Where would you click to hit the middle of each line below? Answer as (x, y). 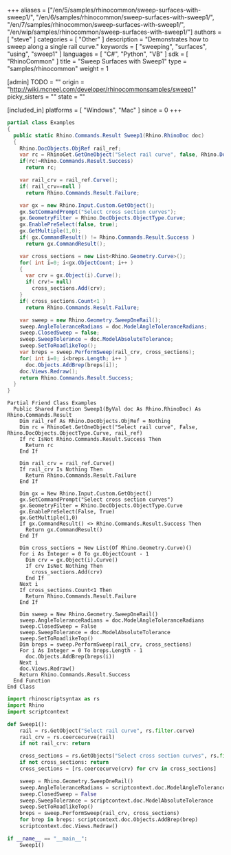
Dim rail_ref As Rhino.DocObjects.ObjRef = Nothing (95, 421)
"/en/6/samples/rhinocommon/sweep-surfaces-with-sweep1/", (125, 17)
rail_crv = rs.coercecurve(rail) (67, 737)
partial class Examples (41, 123)
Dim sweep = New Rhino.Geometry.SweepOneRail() (89, 615)
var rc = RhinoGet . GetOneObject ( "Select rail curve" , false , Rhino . (120, 155)
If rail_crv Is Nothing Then (61, 470)
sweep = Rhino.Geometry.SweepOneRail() (77, 781)
